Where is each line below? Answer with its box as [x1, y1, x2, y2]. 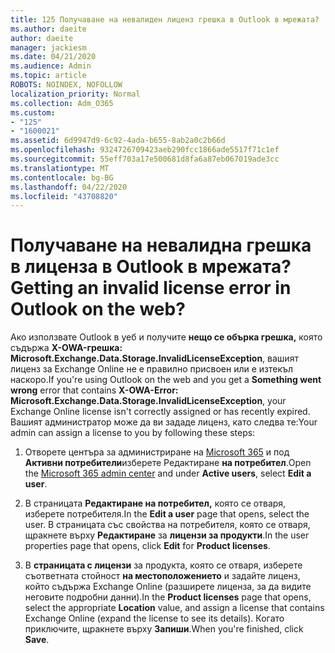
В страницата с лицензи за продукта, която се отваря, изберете [24, 559, 303, 571]
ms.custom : [10, 107, 56, 118]
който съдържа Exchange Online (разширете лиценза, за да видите [24, 581, 312, 593]
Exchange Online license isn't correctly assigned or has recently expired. [10, 406, 311, 418]
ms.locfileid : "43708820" [10, 191, 118, 201]
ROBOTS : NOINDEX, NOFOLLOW [10, 80, 123, 90]
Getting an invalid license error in [10, 277, 292, 300]
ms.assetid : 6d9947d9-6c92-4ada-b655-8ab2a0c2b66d [10, 136, 226, 146]
